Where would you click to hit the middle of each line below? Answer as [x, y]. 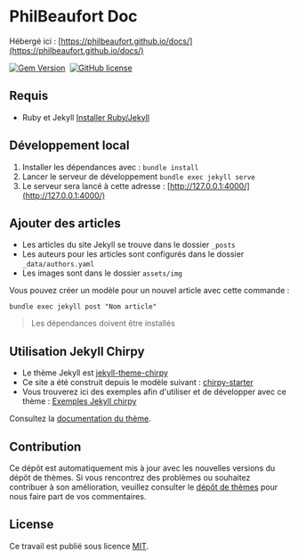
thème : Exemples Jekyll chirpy [79, 401]
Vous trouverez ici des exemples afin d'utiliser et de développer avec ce [154, 392]
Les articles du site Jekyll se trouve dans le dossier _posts [129, 245]
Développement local [69, 146]
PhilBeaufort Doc [73, 16]
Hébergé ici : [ [35, 41]
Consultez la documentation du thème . [80, 419]
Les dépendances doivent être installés [103, 324]
